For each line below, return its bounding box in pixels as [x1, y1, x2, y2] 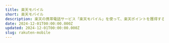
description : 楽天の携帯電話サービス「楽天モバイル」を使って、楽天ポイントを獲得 [5, 16, 158, 21]
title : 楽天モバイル [5, 7, 44, 12]
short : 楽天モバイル [5, 12, 44, 17]
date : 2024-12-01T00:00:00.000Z [5, 21, 73, 26]
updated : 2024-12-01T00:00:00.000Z [5, 26, 80, 31]
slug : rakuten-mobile [5, 30, 51, 35]
